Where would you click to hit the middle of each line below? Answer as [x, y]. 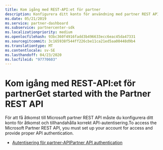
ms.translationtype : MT [29, 46]
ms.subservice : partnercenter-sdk [40, 28]
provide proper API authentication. [39, 133]
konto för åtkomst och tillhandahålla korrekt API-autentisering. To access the [81, 123]
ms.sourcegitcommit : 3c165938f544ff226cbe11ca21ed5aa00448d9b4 [70, 41]
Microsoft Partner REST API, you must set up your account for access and [79, 128]
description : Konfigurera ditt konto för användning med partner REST [78, 14]
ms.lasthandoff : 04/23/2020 [33, 55]
